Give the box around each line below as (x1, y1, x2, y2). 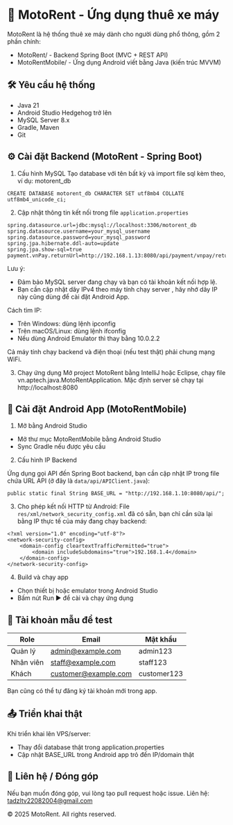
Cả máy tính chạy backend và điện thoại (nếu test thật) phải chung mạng (7, 347, 215, 356)
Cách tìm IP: (7, 306, 42, 314)
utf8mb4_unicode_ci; (7, 196, 67, 203)
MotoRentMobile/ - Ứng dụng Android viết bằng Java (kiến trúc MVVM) (17, 58, 222, 66)
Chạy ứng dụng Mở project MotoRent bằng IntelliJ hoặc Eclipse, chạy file (17, 368, 226, 376)
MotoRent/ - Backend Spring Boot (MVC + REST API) (17, 51, 169, 59)
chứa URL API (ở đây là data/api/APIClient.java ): (7, 476, 150, 485)
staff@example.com (50, 658, 116, 667)
